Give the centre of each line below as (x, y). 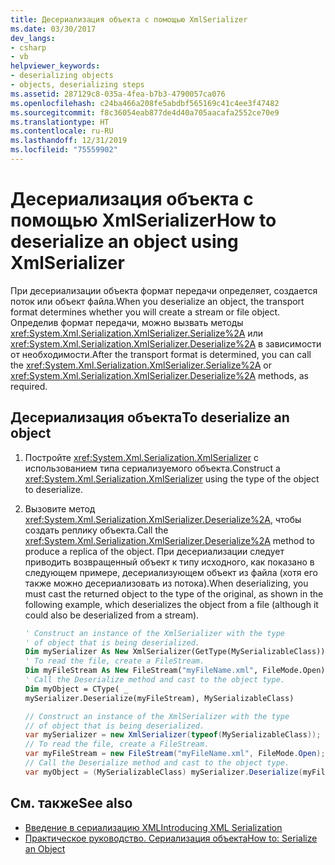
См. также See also (71, 803)
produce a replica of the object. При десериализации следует (154, 551)
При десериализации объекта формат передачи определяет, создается (164, 290)
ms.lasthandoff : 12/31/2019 (69, 141)
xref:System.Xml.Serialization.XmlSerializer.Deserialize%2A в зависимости (166, 343)
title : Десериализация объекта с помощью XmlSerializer (129, 19)
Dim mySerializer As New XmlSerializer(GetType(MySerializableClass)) (175, 652)
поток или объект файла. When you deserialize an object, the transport (157, 301)
